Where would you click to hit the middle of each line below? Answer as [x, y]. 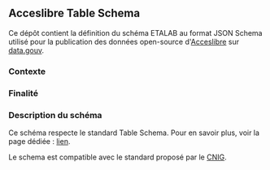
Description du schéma [55, 115]
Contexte [27, 71]
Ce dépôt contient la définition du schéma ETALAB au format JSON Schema [135, 33]
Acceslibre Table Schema [74, 13]
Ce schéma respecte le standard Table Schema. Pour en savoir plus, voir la [134, 133]
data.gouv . [26, 50]
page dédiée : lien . [39, 141]
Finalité [24, 93]
